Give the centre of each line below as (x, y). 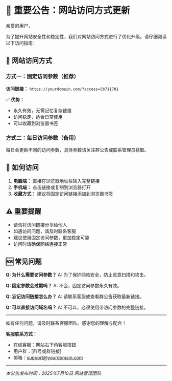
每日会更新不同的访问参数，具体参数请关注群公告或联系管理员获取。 (77, 150)
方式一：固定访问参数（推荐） (43, 76)
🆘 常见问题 (24, 261)
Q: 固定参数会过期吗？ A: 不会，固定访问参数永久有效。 (64, 286)
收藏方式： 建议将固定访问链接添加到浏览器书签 (63, 194)
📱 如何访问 (22, 168)
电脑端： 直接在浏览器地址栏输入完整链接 (56, 181)
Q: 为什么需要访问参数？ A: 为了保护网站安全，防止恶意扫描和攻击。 (77, 275)
